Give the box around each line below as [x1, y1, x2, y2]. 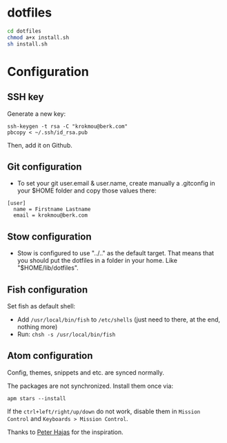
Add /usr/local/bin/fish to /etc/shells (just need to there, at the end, [17, 315, 221, 324]
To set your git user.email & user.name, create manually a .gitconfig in [17, 179, 215, 188]
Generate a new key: [7, 109, 66, 118]
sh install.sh [7, 40, 48, 48]
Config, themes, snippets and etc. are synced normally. [7, 368, 164, 377]
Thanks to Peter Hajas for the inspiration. [7, 428, 124, 436]
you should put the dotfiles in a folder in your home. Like [17, 257, 178, 265]
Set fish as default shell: [7, 302, 76, 310]
